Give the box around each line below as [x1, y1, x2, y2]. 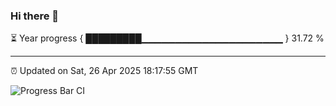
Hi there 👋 [10, 9, 60, 23]
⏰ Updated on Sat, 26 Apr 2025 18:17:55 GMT [10, 65, 199, 77]
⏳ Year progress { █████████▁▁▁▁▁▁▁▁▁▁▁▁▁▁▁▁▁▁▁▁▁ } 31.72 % [10, 32, 325, 44]
